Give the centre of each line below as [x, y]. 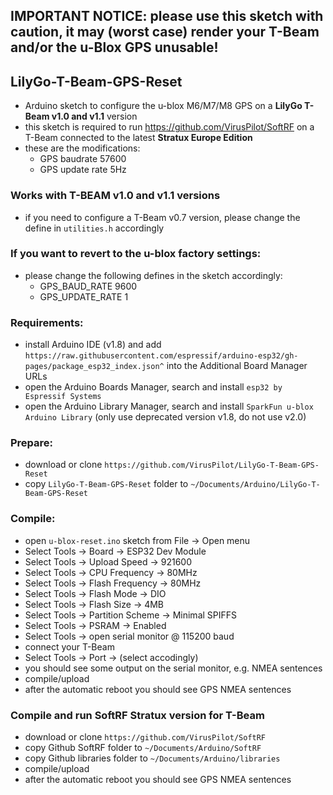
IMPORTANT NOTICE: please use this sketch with [167, 16]
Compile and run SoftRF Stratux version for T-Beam [137, 715]
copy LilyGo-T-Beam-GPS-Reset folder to [106, 484]
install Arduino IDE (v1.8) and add [93, 345]
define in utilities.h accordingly [94, 228]
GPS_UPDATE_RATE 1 [84, 296]
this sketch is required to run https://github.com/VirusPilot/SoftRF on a [169, 127]
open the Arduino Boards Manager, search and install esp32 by [153, 387]
